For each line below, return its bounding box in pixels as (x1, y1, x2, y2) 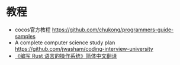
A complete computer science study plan (14, 39, 115, 46)
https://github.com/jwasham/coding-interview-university (14, 45, 154, 52)
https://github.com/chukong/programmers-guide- (52, 26, 174, 33)
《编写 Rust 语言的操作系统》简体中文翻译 (14, 52, 117, 59)
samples (14, 32, 36, 40)
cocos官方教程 (14, 26, 51, 33)
